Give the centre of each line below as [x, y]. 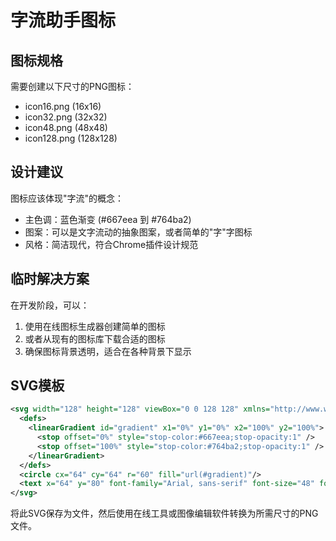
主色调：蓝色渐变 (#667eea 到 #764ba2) [108, 219]
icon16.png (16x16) [63, 106]
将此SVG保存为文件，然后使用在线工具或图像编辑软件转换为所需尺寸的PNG [164, 513]
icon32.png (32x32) [66, 117]
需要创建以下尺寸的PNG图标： [72, 86]
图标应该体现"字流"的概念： [67, 198]
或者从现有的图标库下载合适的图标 [95, 338]
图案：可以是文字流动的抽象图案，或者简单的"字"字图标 [138, 232]
